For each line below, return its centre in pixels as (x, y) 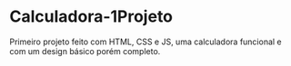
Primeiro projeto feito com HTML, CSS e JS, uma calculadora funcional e (145, 42)
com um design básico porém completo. (85, 51)
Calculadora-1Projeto (91, 17)
